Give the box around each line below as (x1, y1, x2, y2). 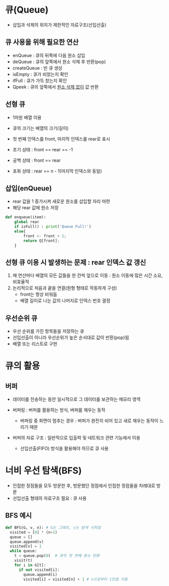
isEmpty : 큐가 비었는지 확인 (12, 71, 69, 77)
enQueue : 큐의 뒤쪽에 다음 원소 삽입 (12, 52, 86, 58)
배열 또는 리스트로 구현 (12, 341, 58, 347)
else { (14, 229, 26, 234)
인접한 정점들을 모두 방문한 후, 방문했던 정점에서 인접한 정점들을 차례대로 (12, 483, 155, 489)
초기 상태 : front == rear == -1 (12, 146, 73, 152)
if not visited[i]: (18, 567, 60, 572)
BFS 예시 (5, 511, 32, 520)
